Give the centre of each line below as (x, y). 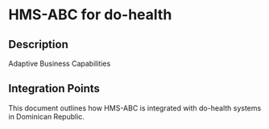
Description (38, 44)
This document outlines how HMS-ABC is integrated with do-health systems (135, 108)
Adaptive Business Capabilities (60, 63)
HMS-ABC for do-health (90, 15)
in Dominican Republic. (46, 116)
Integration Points (54, 89)
